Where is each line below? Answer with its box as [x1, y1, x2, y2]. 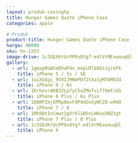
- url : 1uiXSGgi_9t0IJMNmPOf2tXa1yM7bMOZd [12, 77, 122, 83]
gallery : [6, 59, 29, 66]
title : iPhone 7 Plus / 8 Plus [17, 116, 97, 122]
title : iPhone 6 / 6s [17, 82, 72, 88]
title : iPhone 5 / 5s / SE [17, 71, 86, 77]
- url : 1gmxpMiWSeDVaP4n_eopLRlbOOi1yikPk [12, 65, 122, 71]
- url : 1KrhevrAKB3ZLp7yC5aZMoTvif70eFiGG [12, 88, 122, 94]
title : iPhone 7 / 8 [17, 105, 70, 111]
